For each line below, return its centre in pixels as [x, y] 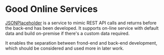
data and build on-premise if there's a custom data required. [67, 33]
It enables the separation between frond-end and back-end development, [81, 43]
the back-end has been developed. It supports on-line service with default [82, 28]
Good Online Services [51, 9]
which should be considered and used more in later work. [65, 48]
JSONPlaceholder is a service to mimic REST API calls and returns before [81, 23]
